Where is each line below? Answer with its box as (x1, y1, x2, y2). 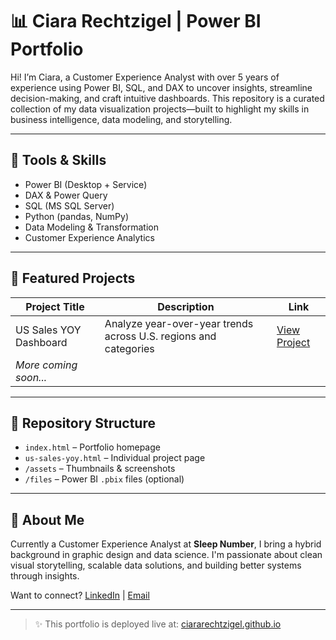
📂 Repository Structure (10, 414, 156, 432)
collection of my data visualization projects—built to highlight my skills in (10, 103, 310, 115)
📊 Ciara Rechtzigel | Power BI (10, 10, 262, 33)
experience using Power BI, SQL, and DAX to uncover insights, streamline (10, 81, 313, 93)
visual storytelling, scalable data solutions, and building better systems (10, 559, 302, 572)
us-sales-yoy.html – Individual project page (24, 452, 206, 464)
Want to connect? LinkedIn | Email (10, 589, 150, 602)
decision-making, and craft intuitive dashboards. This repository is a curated (10, 92, 325, 104)
